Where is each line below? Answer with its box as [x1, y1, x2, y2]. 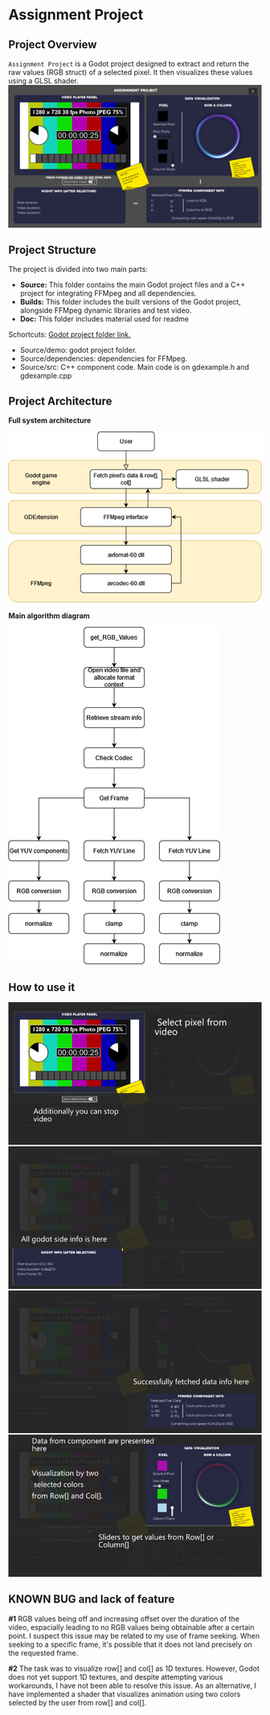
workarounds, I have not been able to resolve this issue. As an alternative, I [8, 1680, 257, 1690]
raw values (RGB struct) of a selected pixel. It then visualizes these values [8, 68, 253, 77]
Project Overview [8, 38, 97, 51]
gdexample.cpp [19, 371, 72, 381]
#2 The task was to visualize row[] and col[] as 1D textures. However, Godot [8, 1664, 260, 1673]
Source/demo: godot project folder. [19, 346, 137, 355]
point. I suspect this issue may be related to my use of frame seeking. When [8, 1631, 260, 1640]
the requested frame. [8, 1647, 79, 1657]
